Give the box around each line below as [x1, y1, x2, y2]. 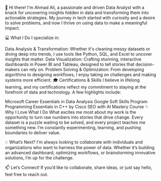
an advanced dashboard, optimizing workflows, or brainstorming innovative [5, 150, 156, 155]
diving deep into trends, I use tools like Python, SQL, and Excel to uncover [5, 51, 152, 57]
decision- [135, 61, 155, 67]
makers [5, 67, 20, 72]
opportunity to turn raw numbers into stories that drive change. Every [5, 114, 144, 120]
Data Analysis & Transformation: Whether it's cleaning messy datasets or [5, 46, 150, 52]
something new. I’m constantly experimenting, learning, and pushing [5, 125, 141, 130]
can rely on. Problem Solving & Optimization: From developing [21, 67, 144, 72]
